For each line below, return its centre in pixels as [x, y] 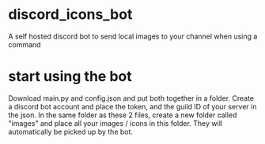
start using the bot [70, 77]
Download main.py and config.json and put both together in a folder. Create [131, 98]
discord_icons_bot [70, 15]
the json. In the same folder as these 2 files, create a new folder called [123, 115]
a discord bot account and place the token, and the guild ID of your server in [132, 106]
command [25, 44]
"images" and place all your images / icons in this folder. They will [115, 123]
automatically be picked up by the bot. [70, 131]
